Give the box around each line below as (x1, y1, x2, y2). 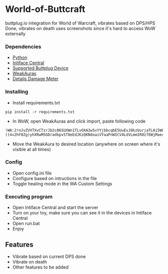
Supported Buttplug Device (12, 65, 68, 71)
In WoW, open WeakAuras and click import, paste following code (12, 118, 146, 124)
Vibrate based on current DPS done (12, 253, 86, 259)
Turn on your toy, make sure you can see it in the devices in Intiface (12, 210, 152, 216)
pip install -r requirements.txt (5, 109, 75, 114)
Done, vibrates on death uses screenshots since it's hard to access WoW (5, 25, 156, 31)
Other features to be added (12, 264, 69, 270)
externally (5, 30, 26, 36)
